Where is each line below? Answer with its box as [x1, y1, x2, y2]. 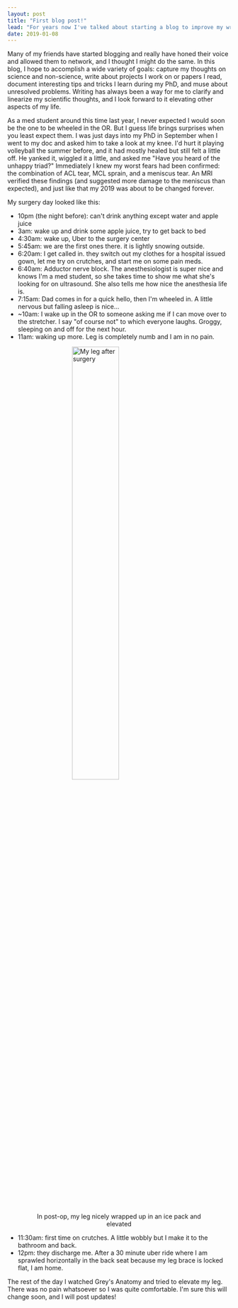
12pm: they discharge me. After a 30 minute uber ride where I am [17, 1248, 208, 1258]
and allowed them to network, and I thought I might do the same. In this [7, 58, 215, 66]
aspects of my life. [7, 102, 62, 111]
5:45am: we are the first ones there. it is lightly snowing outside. [17, 242, 205, 251]
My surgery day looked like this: [7, 198, 101, 207]
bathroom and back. [17, 1241, 77, 1250]
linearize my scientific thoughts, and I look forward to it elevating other [7, 95, 214, 104]
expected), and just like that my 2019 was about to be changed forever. [7, 184, 215, 193]
